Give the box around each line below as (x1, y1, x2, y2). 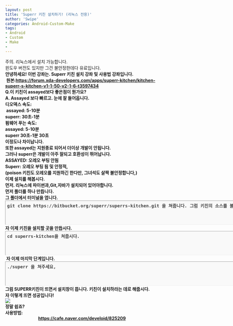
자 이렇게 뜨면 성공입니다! (5, 292, 54, 298)
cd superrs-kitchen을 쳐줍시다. (7, 233, 80, 239)
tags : (5, 26, 16, 31)
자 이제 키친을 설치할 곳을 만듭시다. (5, 225, 72, 231)
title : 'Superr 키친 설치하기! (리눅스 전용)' (5, 12, 92, 17)
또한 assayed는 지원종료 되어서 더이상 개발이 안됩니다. (5, 145, 111, 151)
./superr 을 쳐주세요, (7, 264, 56, 269)
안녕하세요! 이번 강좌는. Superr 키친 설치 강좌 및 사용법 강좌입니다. (5, 71, 134, 77)
